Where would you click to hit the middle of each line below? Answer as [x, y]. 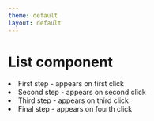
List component [60, 62]
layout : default [35, 23]
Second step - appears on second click [82, 93]
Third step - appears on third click [73, 100]
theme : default [33, 15]
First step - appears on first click [71, 84]
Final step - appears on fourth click [75, 109]
